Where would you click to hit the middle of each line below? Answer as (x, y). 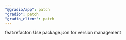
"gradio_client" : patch (30, 19)
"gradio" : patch (22, 14)
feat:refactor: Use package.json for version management (63, 33)
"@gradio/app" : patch (28, 10)
